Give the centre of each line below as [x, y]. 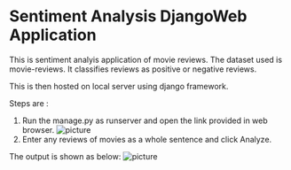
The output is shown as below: [65, 156]
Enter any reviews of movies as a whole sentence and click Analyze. [147, 139]
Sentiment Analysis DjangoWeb [128, 16]
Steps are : [29, 103]
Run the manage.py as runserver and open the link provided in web [145, 120]
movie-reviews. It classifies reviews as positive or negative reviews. [133, 69]
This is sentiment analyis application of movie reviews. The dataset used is [145, 59]
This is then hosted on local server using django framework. [119, 86]
